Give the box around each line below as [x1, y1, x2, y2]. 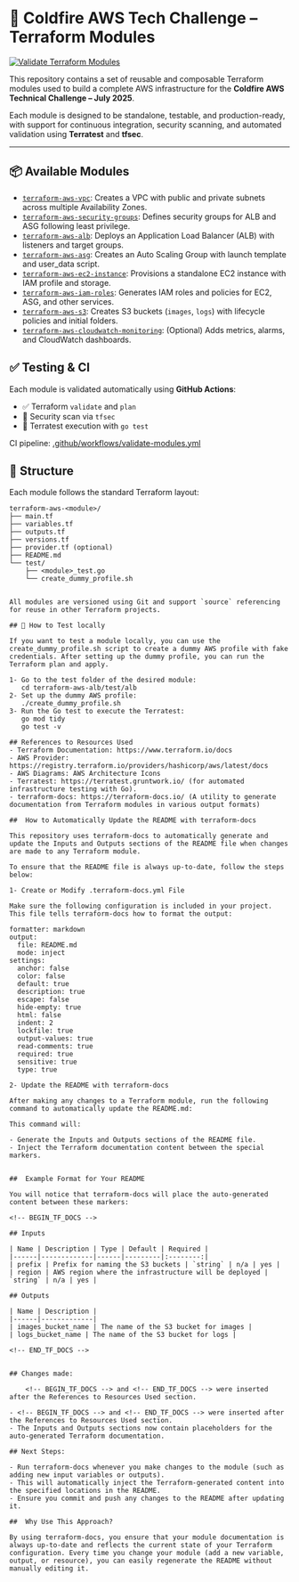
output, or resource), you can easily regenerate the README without [9, 1556, 273, 1566]
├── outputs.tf [9, 527, 66, 537]
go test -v [20, 722, 62, 731]
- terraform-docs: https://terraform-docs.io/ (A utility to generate [9, 793, 277, 802]
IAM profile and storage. [21, 277, 111, 288]
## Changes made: [9, 1369, 74, 1379]
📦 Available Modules [9, 164, 130, 179]
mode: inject [17, 949, 66, 958]
